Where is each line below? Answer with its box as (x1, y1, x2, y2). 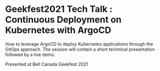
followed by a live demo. (5, 51, 55, 58)
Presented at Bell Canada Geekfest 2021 (5, 61, 88, 67)
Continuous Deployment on (5, 14, 121, 25)
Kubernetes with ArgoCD (5, 25, 111, 36)
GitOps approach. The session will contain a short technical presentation (5, 46, 155, 52)
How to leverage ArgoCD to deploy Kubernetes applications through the (5, 41, 153, 47)
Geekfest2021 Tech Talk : (5, 3, 113, 15)
